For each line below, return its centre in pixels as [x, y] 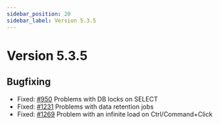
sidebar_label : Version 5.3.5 [52, 21]
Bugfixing [29, 82]
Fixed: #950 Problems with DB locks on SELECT [87, 99]
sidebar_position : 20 [39, 14]
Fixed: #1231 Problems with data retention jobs [85, 107]
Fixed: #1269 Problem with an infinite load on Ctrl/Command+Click [115, 114]
